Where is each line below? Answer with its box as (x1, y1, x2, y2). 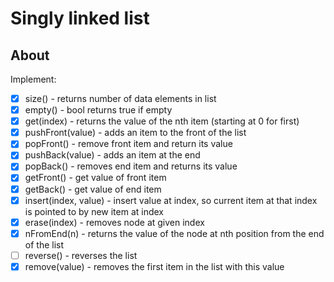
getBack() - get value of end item (24, 183, 162, 195)
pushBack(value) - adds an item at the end (24, 149, 201, 161)
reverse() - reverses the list (24, 249, 138, 261)
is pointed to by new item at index (24, 205, 165, 217)
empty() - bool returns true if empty (24, 104, 173, 116)
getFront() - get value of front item (24, 172, 167, 184)
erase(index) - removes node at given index (24, 216, 205, 228)
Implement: (10, 73, 57, 85)
